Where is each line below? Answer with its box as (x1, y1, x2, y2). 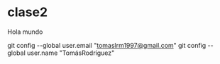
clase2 (7, 4, 48, 20)
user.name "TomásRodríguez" (27, 49, 115, 57)
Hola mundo (7, 27, 43, 36)
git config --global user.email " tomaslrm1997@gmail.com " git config (7, 41, 207, 49)
